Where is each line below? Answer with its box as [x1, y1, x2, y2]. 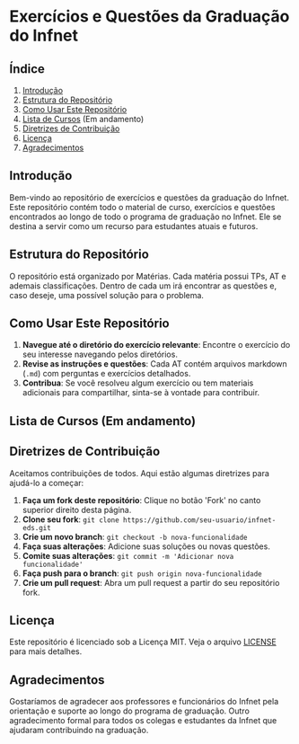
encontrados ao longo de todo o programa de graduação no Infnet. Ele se [9, 211, 282, 222]
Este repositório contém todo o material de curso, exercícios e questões [9, 201, 276, 212]
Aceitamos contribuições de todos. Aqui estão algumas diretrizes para [9, 467, 269, 478]
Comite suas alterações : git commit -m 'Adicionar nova [22, 550, 234, 561]
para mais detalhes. [9, 646, 83, 657]
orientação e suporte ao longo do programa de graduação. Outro [9, 705, 250, 716]
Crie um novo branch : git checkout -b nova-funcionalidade [22, 531, 248, 542]
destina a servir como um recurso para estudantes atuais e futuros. [9, 220, 259, 231]
